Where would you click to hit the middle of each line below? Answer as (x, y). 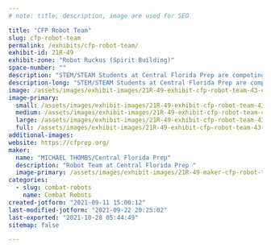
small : (27, 105)
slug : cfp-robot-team (45, 38)
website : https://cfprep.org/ (59, 143)
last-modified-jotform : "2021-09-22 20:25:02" (88, 210)
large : (27, 120)
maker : (19, 150)
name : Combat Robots (57, 195)
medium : (29, 113)
